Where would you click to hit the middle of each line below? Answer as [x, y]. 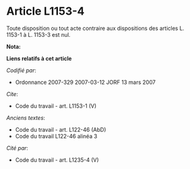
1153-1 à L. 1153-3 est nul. [38, 34]
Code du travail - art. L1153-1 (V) [56, 106]
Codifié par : [21, 70]
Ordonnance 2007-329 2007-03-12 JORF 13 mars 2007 [85, 82]
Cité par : [17, 148]
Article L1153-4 [46, 11]
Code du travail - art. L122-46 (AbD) [60, 129]
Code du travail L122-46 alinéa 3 [56, 136]
